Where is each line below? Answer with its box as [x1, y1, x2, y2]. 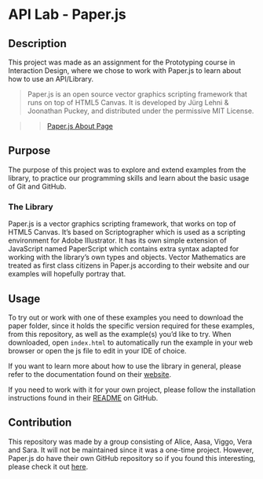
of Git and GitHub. [8, 181, 67, 191]
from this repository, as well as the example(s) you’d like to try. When [8, 329, 232, 338]
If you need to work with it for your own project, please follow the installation [8, 385, 256, 394]
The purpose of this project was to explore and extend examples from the [8, 165, 247, 174]
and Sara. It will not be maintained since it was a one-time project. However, [8, 445, 254, 455]
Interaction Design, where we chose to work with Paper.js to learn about [8, 66, 242, 75]
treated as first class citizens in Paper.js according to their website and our [8, 261, 250, 270]
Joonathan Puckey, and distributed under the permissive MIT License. [27, 106, 254, 115]
